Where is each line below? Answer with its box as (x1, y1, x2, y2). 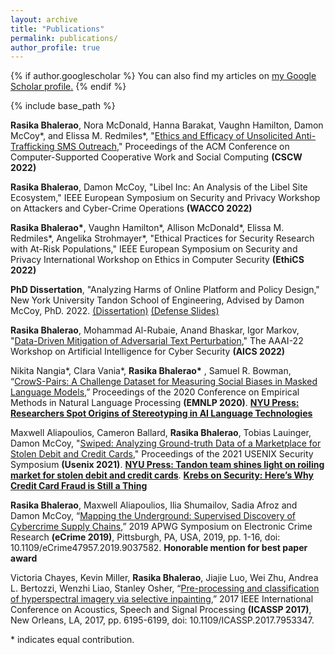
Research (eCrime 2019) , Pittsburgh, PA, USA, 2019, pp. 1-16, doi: (10, 531, 281, 543)
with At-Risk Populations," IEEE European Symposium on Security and (10, 243, 298, 255)
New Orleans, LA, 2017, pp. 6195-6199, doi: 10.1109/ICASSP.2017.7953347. (10, 614, 315, 626)
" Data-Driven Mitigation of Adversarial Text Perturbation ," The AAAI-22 (10, 335, 304, 347)
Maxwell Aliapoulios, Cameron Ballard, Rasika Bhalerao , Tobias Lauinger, (10, 427, 312, 439)
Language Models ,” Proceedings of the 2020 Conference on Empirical (10, 386, 300, 398)
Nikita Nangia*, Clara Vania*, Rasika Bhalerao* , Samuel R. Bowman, (10, 365, 292, 377)
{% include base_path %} (10, 100, 116, 112)
